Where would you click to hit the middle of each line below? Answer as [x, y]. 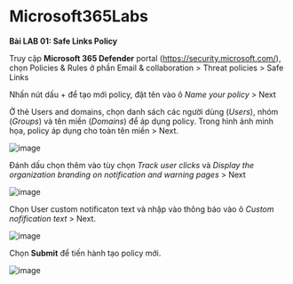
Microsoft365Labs [79, 16]
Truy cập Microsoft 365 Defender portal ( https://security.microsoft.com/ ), [145, 58]
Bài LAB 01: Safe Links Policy [63, 41]
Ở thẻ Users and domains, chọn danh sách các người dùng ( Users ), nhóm [144, 111]
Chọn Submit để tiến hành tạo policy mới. [85, 253]
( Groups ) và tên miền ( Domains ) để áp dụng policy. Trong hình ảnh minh [141, 121]
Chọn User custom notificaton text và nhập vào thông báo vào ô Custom [142, 209]
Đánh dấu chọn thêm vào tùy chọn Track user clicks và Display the [132, 165]
